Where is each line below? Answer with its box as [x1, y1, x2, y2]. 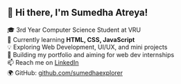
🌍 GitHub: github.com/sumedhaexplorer [7, 68, 123, 76]
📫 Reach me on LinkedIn [7, 58, 79, 66]
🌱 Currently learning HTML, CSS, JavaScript [7, 35, 135, 43]
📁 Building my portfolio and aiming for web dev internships [7, 50, 175, 59]
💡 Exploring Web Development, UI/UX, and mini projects [7, 43, 168, 51]
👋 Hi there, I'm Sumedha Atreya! [7, 7, 148, 19]
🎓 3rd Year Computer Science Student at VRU [7, 25, 141, 34]
